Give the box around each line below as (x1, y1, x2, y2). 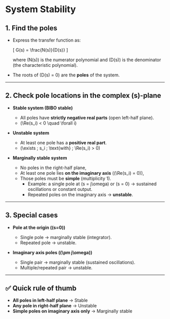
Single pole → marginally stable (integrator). (20, 234, 112, 240)
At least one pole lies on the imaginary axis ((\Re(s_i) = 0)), (20, 170, 144, 176)
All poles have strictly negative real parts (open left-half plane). (20, 114, 154, 121)
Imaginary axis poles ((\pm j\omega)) (12, 249, 93, 255)
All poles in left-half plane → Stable (12, 297, 88, 303)
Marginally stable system (12, 154, 67, 161)
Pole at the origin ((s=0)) (12, 224, 66, 230)
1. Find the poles (5, 24, 58, 32)
